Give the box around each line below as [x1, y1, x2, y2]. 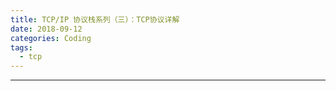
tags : [10, 42, 33, 53]
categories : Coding [10, 33, 92, 43]
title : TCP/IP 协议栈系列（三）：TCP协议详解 [10, 14, 180, 25]
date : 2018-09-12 [10, 24, 83, 34]
